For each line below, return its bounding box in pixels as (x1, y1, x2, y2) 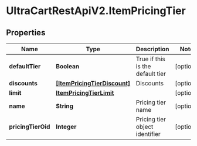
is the (135, 62, 151, 70)
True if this (135, 55, 165, 63)
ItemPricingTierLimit (55, 89, 114, 97)
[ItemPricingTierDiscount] (55, 79, 131, 87)
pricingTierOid (9, 122, 50, 131)
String (55, 102, 74, 110)
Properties (6, 28, 46, 38)
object (135, 122, 154, 131)
